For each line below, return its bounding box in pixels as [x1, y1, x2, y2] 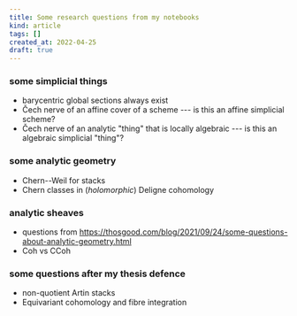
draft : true [9, 46, 53, 55]
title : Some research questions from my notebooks [9, 12, 200, 22]
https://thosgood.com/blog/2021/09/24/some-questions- [79, 227, 288, 237]
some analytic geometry [9, 155, 117, 167]
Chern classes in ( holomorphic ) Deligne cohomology [21, 184, 215, 195]
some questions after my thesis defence [9, 267, 186, 280]
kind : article [9, 21, 62, 30]
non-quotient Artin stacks [21, 288, 116, 298]
